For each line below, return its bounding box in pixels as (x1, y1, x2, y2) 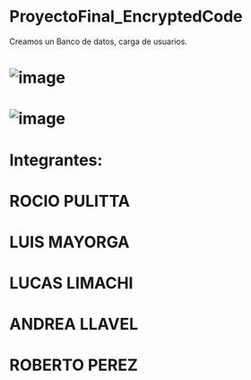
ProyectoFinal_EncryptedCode (9, 6, 244, 27)
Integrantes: (9, 150, 103, 170)
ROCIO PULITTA (9, 190, 130, 211)
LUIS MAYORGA (9, 232, 130, 252)
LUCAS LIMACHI (9, 273, 134, 294)
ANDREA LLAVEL (9, 314, 139, 334)
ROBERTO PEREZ (9, 355, 139, 376)
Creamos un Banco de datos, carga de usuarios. (9, 36, 188, 47)
